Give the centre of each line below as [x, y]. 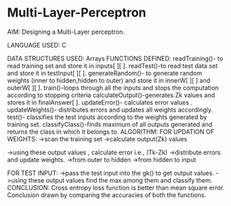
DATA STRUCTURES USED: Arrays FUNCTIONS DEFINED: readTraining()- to [115, 58]
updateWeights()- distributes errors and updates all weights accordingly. [110, 110]
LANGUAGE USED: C [37, 45]
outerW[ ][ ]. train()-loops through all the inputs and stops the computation [113, 87]
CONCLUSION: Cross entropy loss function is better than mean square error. [116, 187]
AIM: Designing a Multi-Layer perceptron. [66, 32]
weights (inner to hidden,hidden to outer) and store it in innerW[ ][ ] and [109, 80]
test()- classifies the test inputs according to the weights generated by [107, 117]
